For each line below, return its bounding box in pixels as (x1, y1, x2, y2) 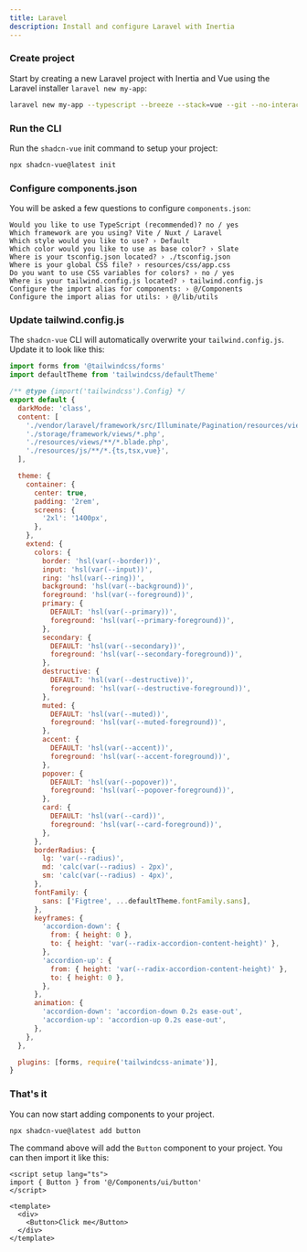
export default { (9, 395, 76, 405)
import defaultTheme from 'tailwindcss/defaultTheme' (9, 370, 219, 380)
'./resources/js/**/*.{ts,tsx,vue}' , (26, 446, 170, 455)
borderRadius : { (33, 845, 96, 855)
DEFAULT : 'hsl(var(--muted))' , (49, 710, 170, 719)
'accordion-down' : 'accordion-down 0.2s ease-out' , (42, 1007, 244, 1016)
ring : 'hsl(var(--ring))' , (42, 573, 145, 583)
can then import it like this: (9, 1152, 110, 1163)
